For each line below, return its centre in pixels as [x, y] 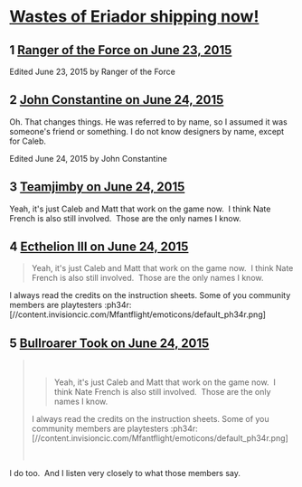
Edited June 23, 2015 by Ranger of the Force [93, 71]
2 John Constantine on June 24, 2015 [117, 100]
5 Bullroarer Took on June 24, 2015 [109, 343]
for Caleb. [28, 141]
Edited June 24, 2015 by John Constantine [88, 158]
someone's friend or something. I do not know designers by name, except [147, 131]
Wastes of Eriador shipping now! [134, 17]
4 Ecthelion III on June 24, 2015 [99, 247]
